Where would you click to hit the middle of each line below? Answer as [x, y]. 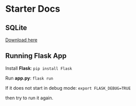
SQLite [16, 28]
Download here [21, 40]
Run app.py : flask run [29, 78]
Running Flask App [36, 56]
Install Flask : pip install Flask [39, 68]
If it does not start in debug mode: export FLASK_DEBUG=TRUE [68, 88]
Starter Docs [33, 9]
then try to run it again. [29, 98]
